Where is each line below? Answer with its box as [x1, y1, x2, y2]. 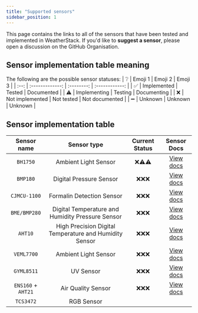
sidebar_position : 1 [6, 14, 57, 20]
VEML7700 [14, 251, 38, 257]
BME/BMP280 [11, 210, 41, 216]
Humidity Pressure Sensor [49, 213, 122, 221]
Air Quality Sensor [60, 284, 111, 292]
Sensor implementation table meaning [6, 60, 150, 70]
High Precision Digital [55, 222, 116, 230]
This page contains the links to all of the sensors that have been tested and [6, 30, 189, 37]
